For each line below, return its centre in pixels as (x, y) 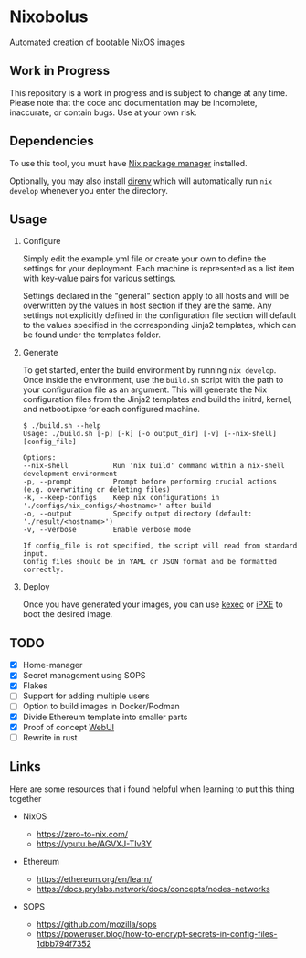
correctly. (43, 570)
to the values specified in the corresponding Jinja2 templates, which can (159, 325)
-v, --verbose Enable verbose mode (107, 530)
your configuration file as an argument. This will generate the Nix (145, 389)
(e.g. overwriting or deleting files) (96, 490)
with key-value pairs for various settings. (99, 278)
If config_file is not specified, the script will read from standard (160, 546)
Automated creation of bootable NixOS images (97, 42)
